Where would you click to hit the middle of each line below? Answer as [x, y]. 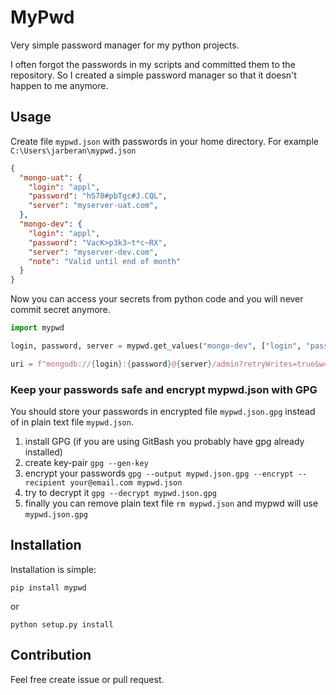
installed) [43, 452]
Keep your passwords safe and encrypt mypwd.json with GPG [164, 389]
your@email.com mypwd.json [126, 483]
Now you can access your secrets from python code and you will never [157, 299]
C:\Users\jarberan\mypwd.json [73, 151]
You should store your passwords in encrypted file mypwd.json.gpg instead [163, 412]
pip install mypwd [48, 587]
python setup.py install [62, 624]
